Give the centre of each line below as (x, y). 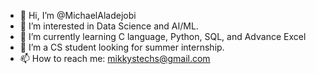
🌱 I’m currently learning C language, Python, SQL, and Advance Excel (163, 36)
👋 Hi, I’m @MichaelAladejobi (78, 15)
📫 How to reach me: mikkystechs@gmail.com (115, 58)
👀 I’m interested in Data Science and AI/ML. (109, 26)
